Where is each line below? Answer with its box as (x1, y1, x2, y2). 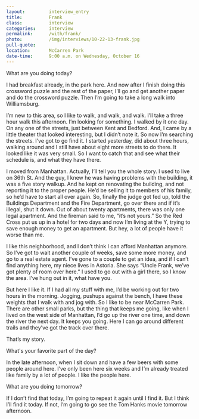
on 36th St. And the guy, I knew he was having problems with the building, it (6, 174, 193, 181)
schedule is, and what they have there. (6, 156, 101, 163)
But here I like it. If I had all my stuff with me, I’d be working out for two (6, 286, 179, 293)
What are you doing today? (6, 69, 73, 76)
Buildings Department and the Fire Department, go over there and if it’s (6, 199, 181, 207)
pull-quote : (6, 42, 36, 48)
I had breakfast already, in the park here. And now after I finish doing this (6, 81, 185, 88)
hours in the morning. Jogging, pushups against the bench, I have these (6, 292, 183, 299)
